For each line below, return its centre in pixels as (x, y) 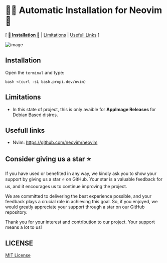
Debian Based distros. (35, 115)
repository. (16, 212)
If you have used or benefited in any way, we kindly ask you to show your (81, 173)
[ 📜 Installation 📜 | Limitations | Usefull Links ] (52, 35)
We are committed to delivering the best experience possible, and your (78, 196)
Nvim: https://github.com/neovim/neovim (55, 142)
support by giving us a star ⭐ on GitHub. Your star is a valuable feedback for (84, 179)
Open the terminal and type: (35, 72)
